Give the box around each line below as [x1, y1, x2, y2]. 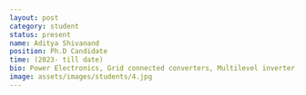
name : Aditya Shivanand [9, 38, 100, 48]
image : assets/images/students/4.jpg [9, 72, 153, 81]
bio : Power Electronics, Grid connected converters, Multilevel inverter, [9, 64, 300, 73]
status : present [9, 30, 71, 39]
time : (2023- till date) [9, 55, 104, 64]
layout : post [9, 13, 59, 23]
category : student [9, 22, 79, 31]
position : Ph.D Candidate [9, 47, 107, 56]
